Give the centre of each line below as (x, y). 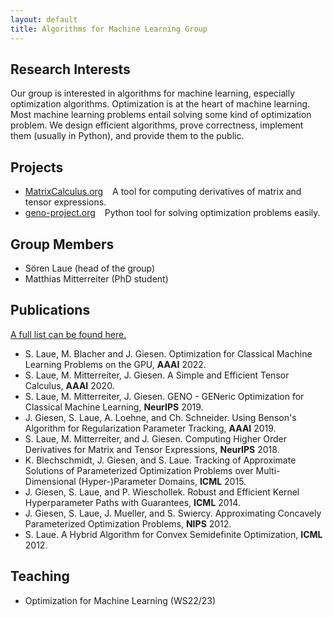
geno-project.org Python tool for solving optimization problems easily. (172, 213)
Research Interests (70, 69)
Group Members (62, 244)
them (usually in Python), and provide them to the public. (127, 136)
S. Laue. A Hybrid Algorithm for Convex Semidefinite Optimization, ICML (173, 534)
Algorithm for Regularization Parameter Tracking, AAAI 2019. (150, 428)
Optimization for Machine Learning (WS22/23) (120, 600)
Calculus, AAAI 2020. (69, 385)
